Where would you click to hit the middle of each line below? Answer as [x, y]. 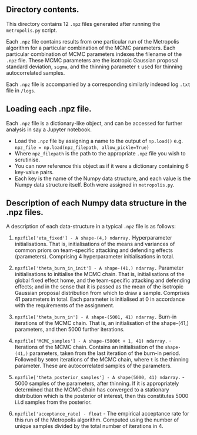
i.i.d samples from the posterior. [53, 402]
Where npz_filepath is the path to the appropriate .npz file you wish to [100, 153]
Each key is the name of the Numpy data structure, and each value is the [103, 178]
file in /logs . [21, 90]
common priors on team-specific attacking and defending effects [94, 250]
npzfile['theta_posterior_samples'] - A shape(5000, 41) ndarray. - [100, 377]
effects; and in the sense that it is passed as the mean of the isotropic [99, 287]
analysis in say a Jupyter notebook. [49, 129]
